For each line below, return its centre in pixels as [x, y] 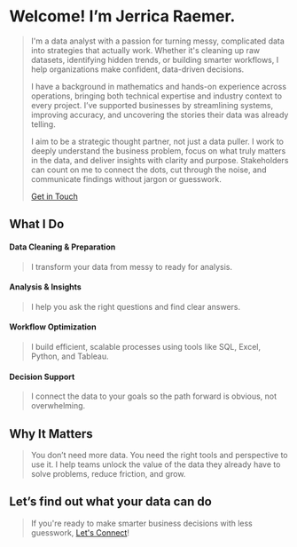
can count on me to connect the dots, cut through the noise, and [148, 170]
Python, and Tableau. [70, 356]
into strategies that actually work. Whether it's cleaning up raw [145, 50]
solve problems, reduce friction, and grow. [108, 473]
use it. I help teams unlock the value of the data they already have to [156, 464]
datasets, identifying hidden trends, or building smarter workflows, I [155, 59]
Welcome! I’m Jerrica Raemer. [122, 16]
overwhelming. [58, 406]
